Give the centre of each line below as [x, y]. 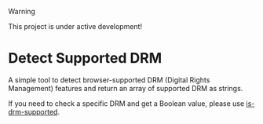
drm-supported [33, 111]
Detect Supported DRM [85, 58]
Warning [22, 11]
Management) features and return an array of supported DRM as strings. [126, 88]
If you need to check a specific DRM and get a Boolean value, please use [126, 103]
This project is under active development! [75, 26]
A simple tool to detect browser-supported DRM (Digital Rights [109, 80]
